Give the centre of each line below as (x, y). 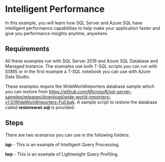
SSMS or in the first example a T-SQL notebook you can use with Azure (78, 71)
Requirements (27, 49)
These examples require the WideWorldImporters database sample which (80, 86)
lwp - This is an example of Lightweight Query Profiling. (62, 154)
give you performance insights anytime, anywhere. (57, 33)
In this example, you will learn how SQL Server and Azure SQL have (74, 23)
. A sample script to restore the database (116, 102)
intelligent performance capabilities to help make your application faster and (83, 28)
